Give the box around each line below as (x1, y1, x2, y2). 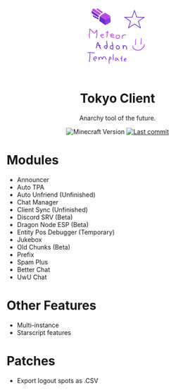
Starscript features (16, 329, 72, 336)
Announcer (16, 176, 50, 184)
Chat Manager (16, 198, 59, 207)
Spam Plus (16, 258, 49, 267)
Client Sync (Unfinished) (16, 206, 89, 214)
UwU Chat (16, 273, 47, 281)
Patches (6, 353, 56, 369)
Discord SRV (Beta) (16, 213, 73, 221)
